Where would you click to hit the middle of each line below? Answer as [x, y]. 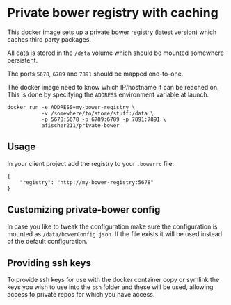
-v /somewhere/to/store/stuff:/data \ [98, 113]
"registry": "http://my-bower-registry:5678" [87, 182]
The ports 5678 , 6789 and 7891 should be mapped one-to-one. [95, 74]
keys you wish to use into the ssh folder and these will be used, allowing [110, 287]
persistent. [23, 60]
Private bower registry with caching [113, 13]
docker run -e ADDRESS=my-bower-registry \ [71, 107]
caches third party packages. [49, 39]
